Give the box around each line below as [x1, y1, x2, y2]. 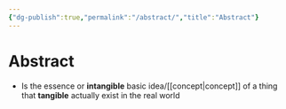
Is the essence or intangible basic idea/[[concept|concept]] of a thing [20, 81, 278, 91]
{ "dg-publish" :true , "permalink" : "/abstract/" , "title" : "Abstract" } [8, 12, 259, 22]
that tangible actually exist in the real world [20, 90, 180, 100]
